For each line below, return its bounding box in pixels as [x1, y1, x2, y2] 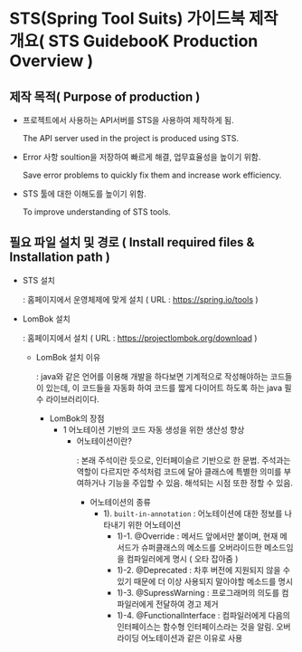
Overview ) [9, 51, 94, 72]
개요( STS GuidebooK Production [9, 31, 259, 52]
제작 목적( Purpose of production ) [9, 89, 201, 104]
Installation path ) [9, 250, 110, 265]
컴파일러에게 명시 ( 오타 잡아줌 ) [126, 553, 239, 564]
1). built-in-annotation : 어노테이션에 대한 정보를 [103, 508, 283, 519]
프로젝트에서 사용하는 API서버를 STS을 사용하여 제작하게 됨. [22, 115, 234, 125]
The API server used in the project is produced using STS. [22, 133, 240, 143]
